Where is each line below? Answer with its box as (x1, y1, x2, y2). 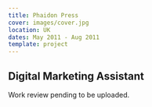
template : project (8, 41, 68, 48)
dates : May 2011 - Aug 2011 (8, 33, 100, 41)
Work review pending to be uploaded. (8, 90, 130, 99)
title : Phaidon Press (8, 11, 79, 20)
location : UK (8, 26, 51, 34)
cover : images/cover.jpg (8, 19, 89, 27)
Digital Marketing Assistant (8, 70, 145, 83)
